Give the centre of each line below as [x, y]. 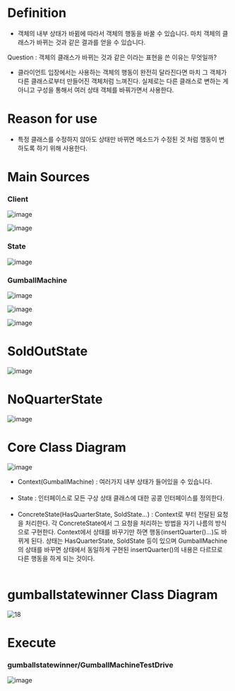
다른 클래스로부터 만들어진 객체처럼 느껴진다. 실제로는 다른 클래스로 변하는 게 [123, 81]
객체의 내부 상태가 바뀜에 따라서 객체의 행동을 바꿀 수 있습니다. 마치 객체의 [119, 33]
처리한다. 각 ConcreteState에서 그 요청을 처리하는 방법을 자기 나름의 [119, 523]
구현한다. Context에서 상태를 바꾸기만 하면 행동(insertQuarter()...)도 [125, 531]
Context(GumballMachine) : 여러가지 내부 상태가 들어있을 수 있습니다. [115, 481]
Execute [32, 643]
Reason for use [52, 119]
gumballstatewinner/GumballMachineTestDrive [91, 665]
